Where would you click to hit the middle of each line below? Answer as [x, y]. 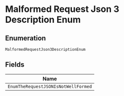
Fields [15, 65]
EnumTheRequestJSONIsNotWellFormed [50, 86]
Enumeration [26, 38]
